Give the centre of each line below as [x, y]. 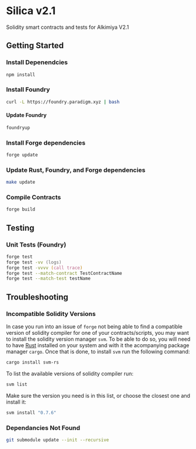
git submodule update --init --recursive [58, 440]
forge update [22, 155]
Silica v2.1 [31, 11]
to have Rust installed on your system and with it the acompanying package [98, 345]
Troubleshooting [37, 297]
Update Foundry [26, 115]
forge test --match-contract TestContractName [64, 273]
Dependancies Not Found [43, 428]
